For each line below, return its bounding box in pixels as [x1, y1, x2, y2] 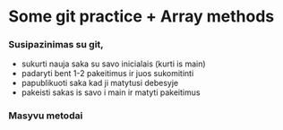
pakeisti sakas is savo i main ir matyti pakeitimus [21, 87, 201, 98]
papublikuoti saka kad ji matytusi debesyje [21, 78, 179, 89]
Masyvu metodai [8, 109, 83, 122]
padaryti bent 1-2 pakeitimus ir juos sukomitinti [21, 68, 194, 79]
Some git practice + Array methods [8, 6, 275, 27]
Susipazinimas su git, [8, 39, 104, 51]
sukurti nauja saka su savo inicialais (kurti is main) [21, 58, 207, 69]
